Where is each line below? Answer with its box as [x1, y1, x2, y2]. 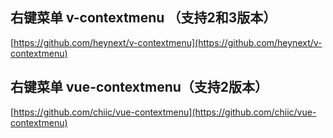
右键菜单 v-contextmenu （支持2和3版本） [10, 9, 277, 27]
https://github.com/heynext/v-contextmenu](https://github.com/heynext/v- [13, 36, 323, 48]
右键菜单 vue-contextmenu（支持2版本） [10, 79, 269, 96]
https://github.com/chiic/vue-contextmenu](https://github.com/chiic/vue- [13, 106, 317, 118]
